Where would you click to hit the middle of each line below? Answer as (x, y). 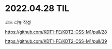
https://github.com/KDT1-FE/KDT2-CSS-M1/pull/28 (56, 32)
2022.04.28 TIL (37, 8)
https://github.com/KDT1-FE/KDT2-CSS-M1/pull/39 (56, 41)
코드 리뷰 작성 (18, 22)
